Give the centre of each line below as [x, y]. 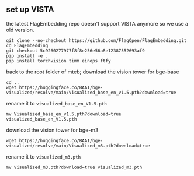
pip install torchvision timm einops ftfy [58, 61]
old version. [20, 30]
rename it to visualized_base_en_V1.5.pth [56, 103]
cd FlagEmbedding [27, 45]
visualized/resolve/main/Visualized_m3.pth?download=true [78, 146]
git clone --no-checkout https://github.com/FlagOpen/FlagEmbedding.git [96, 40]
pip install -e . [27, 56]
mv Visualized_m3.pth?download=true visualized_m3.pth [74, 167]
